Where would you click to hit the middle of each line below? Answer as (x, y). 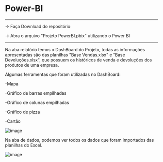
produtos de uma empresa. (32, 65)
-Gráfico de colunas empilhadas (37, 103)
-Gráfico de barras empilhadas (36, 93)
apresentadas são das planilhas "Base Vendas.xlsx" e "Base (65, 55)
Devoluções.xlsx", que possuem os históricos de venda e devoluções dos (79, 60)
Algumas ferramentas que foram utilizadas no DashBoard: (63, 74)
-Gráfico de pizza (23, 112)
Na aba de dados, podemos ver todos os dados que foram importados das (80, 140)
